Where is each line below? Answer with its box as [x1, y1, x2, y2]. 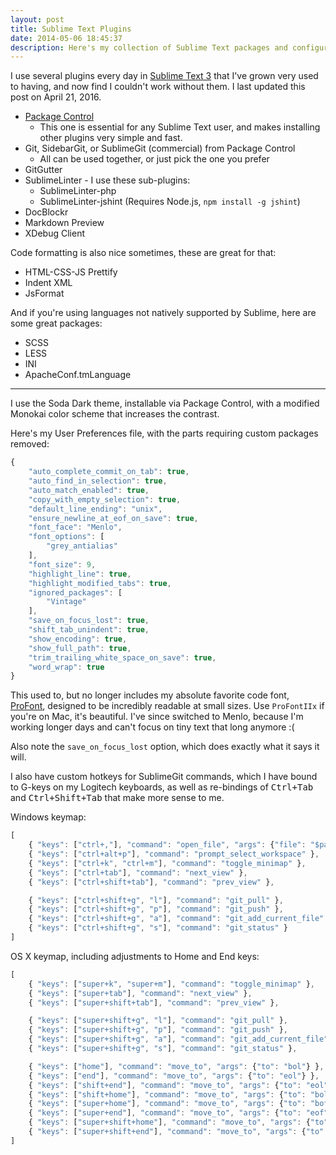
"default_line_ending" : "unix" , [28, 504, 163, 514]
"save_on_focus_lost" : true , [28, 616, 150, 626]
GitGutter [24, 164, 63, 176]
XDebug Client [24, 227, 86, 240]
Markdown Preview [24, 217, 105, 229]
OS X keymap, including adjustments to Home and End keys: [10, 950, 260, 962]
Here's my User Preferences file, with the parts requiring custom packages [10, 427, 319, 440]
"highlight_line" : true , [28, 569, 132, 579]
